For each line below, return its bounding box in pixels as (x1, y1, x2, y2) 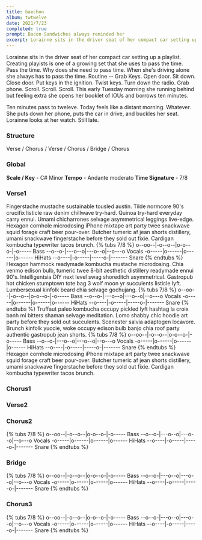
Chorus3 (6, 500, 32, 509)
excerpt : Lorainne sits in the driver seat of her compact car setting (6, 37, 189, 43)
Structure (6, 131, 35, 139)
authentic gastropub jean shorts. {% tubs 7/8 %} (6, 331, 127, 338)
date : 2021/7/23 (6, 20, 47, 26)
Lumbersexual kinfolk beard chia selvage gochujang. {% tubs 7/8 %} (6, 286, 177, 293)
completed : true (6, 25, 47, 32)
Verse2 (6, 401, 28, 409)
